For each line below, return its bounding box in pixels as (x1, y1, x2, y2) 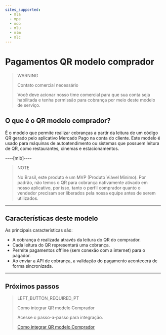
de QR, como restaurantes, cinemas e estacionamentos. (5, 145, 120, 151)
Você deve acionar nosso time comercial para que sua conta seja (17, 92, 150, 97)
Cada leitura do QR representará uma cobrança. (12, 242, 110, 248)
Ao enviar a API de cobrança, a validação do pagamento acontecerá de (12, 258, 158, 264)
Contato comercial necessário (17, 82, 79, 88)
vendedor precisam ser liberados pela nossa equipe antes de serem (17, 190, 156, 196)
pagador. (12, 253, 31, 259)
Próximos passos (5, 282, 59, 290)
